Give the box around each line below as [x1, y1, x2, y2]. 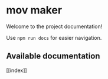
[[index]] [6, 67, 28, 74]
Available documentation [6, 51, 100, 61]
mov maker [6, 4, 63, 17]
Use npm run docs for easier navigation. [6, 34, 102, 41]
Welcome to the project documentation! [6, 23, 103, 30]
